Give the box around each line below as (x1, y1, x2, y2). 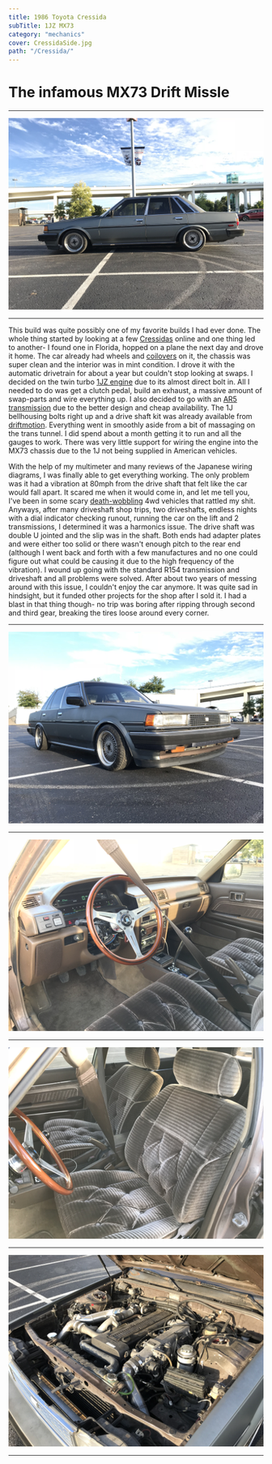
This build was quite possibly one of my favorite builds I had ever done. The (8, 325, 261, 336)
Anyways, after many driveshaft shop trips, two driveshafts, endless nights (8, 505, 257, 515)
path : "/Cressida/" (8, 47, 74, 56)
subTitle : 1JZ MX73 (8, 21, 74, 30)
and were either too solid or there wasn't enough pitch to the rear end (8, 539, 241, 549)
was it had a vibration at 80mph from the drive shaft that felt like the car (8, 479, 248, 489)
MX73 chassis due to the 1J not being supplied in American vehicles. (8, 446, 237, 456)
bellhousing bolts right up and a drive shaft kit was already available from (8, 412, 253, 422)
